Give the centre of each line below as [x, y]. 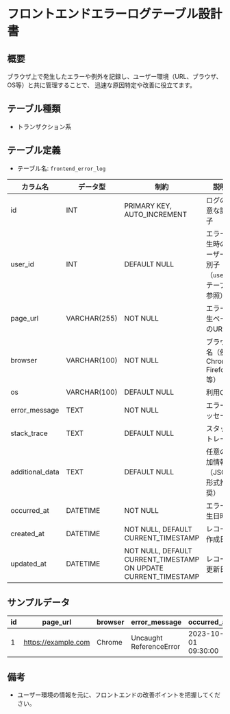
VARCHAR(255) [92, 318]
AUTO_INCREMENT [155, 214]
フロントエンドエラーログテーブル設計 [115, 14]
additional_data [35, 472]
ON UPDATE [144, 568]
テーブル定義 [34, 151]
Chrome [110, 643]
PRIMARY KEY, [148, 205]
